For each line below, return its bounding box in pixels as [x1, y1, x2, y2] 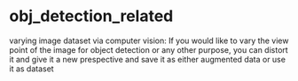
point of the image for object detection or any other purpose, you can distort [9, 44, 288, 55]
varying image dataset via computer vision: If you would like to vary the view [9, 35, 289, 46]
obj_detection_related [9, 6, 174, 26]
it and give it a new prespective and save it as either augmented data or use [9, 54, 286, 64]
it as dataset [9, 63, 55, 74]
